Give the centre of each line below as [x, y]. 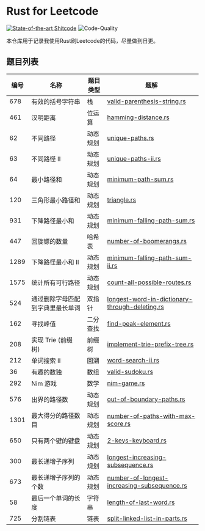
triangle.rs [121, 200]
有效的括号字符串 [56, 101]
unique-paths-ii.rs [134, 158]
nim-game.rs [126, 383]
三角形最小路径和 [56, 200]
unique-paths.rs [131, 137]
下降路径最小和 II [55, 262]
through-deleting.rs [135, 307]
